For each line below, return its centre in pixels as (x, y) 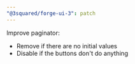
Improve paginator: (33, 33)
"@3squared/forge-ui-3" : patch (51, 13)
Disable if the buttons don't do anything (72, 53)
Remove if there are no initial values (67, 46)
